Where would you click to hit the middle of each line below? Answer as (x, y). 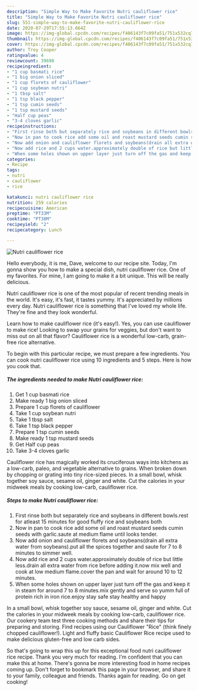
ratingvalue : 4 (25, 55)
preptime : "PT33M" (29, 213)
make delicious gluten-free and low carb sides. (64, 639)
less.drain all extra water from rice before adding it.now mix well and (98, 565)
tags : (13, 170)
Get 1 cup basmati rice (42, 394)
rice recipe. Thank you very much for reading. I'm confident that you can (95, 657)
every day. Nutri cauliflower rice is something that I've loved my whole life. (97, 306)
